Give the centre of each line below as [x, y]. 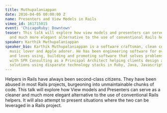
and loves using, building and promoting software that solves [76, 56]
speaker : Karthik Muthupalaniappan [42, 42]
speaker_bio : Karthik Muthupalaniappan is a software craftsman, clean [81, 47]
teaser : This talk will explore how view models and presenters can [78, 33]
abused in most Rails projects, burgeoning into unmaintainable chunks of [80, 84]
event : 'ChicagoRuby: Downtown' [39, 28]
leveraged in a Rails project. [34, 106]
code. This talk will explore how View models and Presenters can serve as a [83, 90]
